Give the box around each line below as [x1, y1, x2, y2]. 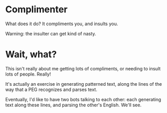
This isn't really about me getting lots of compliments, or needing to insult [5, 65, 161, 71]
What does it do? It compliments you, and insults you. [5, 21, 118, 27]
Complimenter [5, 4, 68, 15]
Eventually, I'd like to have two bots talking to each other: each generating [5, 96, 161, 102]
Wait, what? [5, 49, 57, 60]
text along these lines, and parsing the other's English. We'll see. [5, 102, 142, 108]
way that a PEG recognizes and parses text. [5, 86, 97, 92]
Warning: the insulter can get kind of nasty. [5, 30, 96, 36]
